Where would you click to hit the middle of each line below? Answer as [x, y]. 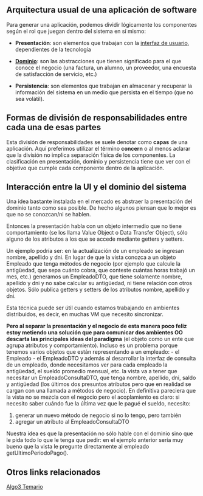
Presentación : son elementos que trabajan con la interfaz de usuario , [102, 43]
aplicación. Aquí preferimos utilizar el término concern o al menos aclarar [98, 148]
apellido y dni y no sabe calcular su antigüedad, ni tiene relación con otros [99, 283]
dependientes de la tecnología [53, 49]
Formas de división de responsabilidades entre [97, 118]
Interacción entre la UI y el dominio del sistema [96, 187]
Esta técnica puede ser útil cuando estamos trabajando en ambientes [93, 308]
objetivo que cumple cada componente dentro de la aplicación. [85, 168]
